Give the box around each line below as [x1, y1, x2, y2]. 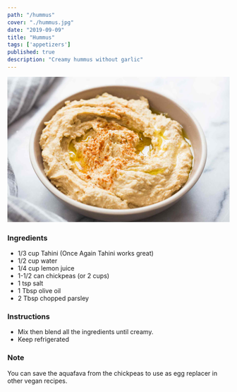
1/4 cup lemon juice [17, 263, 75, 272]
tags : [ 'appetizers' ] [7, 41, 71, 49]
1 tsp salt [17, 279, 44, 287]
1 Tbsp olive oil [17, 286, 61, 295]
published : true [7, 49, 55, 56]
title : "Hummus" [7, 34, 55, 41]
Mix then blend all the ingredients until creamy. [17, 328, 154, 336]
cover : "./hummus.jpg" [7, 18, 74, 26]
